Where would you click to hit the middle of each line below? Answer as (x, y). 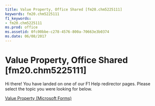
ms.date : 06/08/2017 (26, 37)
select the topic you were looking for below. (49, 89)
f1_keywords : (18, 18)
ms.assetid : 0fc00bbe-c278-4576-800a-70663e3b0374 (57, 32)
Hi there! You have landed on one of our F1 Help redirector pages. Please (78, 84)
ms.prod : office (21, 27)
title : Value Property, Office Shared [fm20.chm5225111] (64, 9)
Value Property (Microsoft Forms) (38, 98)
